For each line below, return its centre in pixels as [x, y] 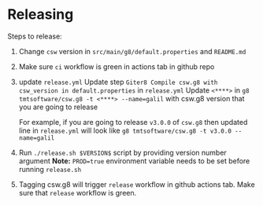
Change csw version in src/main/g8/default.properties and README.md [132, 51]
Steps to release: [35, 36]
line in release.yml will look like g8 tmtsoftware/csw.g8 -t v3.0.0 [125, 130]
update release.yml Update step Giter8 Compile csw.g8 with [118, 82]
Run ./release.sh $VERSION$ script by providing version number [123, 152]
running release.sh [50, 169]
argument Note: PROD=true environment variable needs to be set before [134, 161]
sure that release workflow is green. [78, 192]
